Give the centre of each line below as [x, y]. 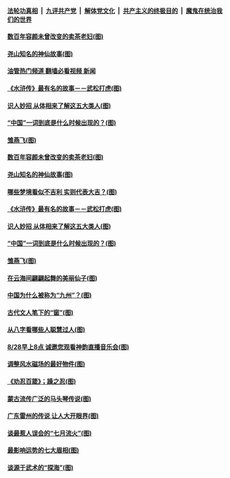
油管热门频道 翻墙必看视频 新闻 [52, 71]
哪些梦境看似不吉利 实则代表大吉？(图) [62, 192]
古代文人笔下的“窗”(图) [40, 312]
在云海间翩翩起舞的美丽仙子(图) [52, 278]
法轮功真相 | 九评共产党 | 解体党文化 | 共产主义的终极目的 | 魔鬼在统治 [112, 10]
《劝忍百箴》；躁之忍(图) [42, 381]
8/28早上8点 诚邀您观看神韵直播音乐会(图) [68, 347]
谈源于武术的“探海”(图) [40, 468]
